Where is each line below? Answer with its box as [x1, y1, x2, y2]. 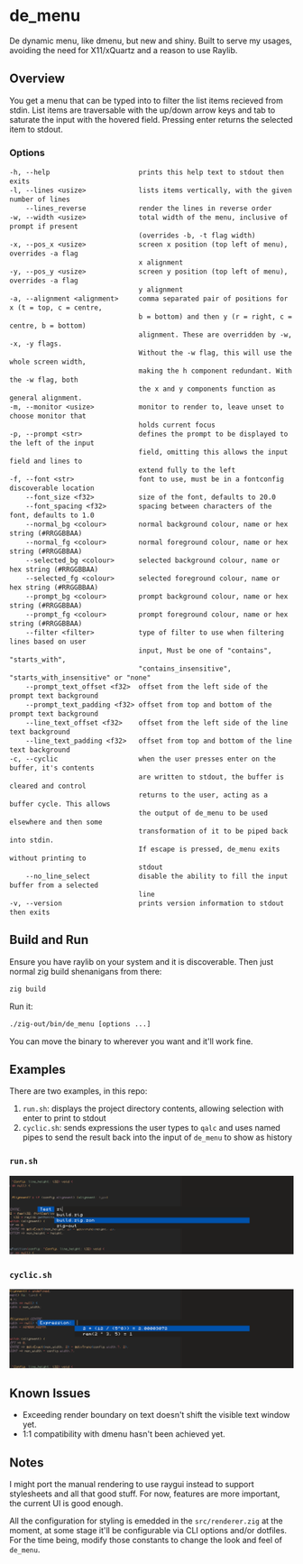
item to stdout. [9, 124, 63, 134]
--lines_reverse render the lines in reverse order [25, 204, 272, 213]
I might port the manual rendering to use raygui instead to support [9, 1479, 254, 1490]
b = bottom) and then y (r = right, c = [138, 312, 293, 321]
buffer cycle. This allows [9, 800, 111, 809]
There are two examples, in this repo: [9, 1086, 148, 1097]
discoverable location [9, 484, 95, 493]
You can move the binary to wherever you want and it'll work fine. [9, 1035, 253, 1047]
